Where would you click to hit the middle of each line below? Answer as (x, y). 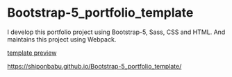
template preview (32, 53)
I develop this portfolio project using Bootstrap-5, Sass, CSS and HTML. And (116, 32)
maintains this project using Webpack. (62, 39)
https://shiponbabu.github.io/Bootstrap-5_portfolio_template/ (94, 66)
